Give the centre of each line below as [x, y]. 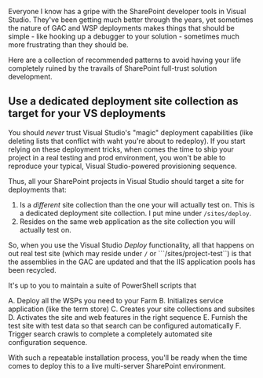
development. [30, 77]
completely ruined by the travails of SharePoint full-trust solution [113, 68]
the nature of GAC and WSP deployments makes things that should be [122, 28]
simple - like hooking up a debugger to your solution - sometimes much [124, 36]
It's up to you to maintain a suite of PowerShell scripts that [102, 285]
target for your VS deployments [87, 114]
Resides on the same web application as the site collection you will [127, 221]
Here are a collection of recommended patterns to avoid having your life [125, 60]
